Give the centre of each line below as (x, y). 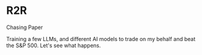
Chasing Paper (25, 27)
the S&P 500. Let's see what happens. (54, 45)
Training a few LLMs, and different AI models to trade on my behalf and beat (101, 39)
